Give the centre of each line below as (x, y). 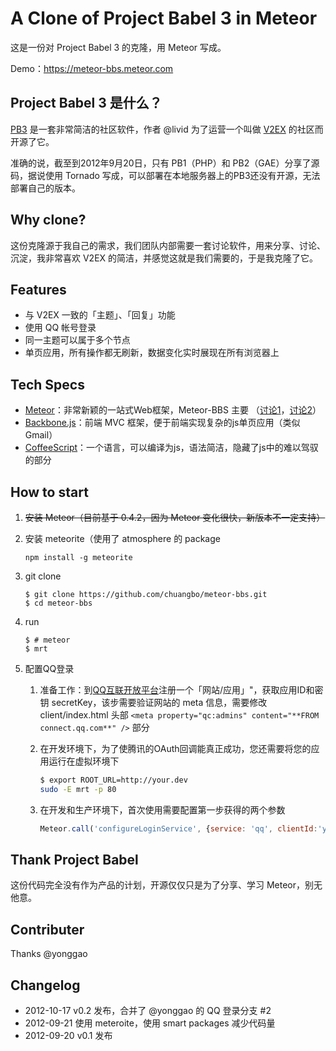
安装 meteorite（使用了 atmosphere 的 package (122, 538)
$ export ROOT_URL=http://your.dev (113, 780)
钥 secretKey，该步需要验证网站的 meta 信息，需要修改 (153, 702)
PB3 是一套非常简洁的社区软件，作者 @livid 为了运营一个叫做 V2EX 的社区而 (167, 129)
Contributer (47, 929)
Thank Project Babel (74, 860)
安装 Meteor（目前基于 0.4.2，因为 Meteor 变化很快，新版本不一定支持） (175, 517)
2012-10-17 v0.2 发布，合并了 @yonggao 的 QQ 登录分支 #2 (148, 1011)
